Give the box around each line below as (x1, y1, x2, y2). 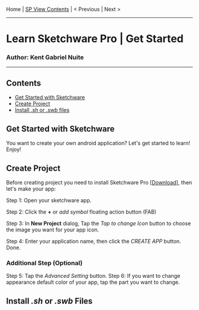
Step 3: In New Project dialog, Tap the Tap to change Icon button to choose (6, 220, 191, 227)
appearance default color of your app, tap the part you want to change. (6, 278, 180, 286)
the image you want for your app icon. (6, 226, 99, 233)
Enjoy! (6, 146, 22, 153)
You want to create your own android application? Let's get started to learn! (6, 140, 191, 147)
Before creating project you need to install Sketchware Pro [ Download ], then (6, 179, 192, 186)
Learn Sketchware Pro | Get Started (6, 32, 184, 46)
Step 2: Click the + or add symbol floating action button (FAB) (6, 208, 157, 215)
